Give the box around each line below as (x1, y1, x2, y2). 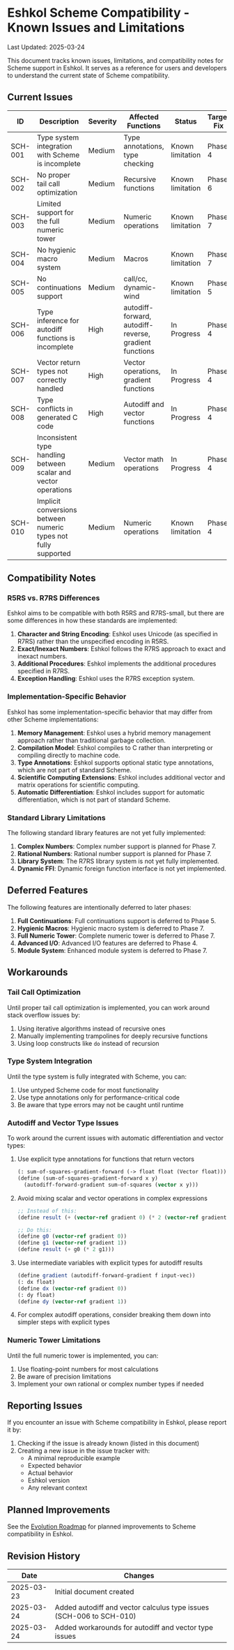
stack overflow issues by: (7, 1010, 81, 1019)
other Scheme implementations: (7, 715, 99, 723)
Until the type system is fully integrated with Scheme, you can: (7, 1072, 187, 1081)
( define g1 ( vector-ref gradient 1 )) (17, 1240, 127, 1247)
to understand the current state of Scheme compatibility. (7, 71, 170, 80)
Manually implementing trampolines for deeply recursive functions (17, 1031, 208, 1040)
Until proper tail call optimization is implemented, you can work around (7, 1003, 210, 1012)
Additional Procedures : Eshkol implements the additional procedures (17, 659, 217, 668)
